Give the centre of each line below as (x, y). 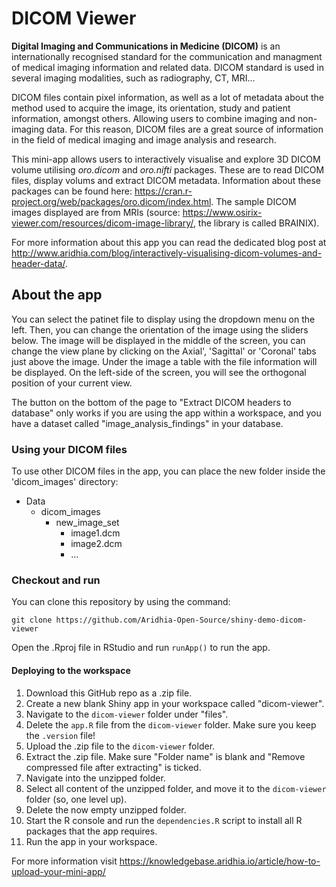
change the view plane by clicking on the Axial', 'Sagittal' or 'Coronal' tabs (164, 351)
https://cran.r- (163, 191)
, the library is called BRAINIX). (256, 223)
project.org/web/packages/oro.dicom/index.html (111, 201)
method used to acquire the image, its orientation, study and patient (151, 108)
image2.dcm (96, 544)
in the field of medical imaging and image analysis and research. (144, 139)
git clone (32, 620)
